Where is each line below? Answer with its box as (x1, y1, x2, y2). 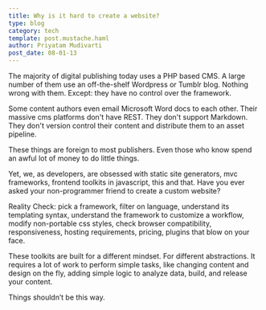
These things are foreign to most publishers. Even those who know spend (8, 145, 252, 154)
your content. (8, 277, 53, 286)
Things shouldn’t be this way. (8, 292, 106, 302)
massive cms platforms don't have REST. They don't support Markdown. (8, 112, 248, 121)
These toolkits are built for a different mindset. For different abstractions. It (8, 251, 256, 261)
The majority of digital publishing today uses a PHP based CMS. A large (8, 71, 246, 80)
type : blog (8, 19, 45, 27)
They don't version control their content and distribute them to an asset (8, 121, 245, 130)
